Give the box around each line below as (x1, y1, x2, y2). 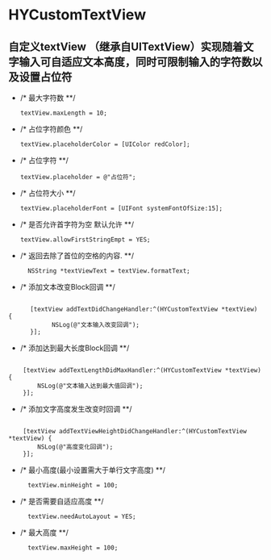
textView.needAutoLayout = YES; (27, 512, 136, 520)
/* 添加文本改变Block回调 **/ (19, 282, 115, 291)
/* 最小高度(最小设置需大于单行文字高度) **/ (19, 466, 166, 474)
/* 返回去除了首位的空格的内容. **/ (19, 251, 135, 260)
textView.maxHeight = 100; (27, 544, 119, 552)
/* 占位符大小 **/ (19, 188, 76, 198)
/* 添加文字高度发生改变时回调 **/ (19, 404, 132, 413)
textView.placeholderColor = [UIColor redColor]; (19, 140, 191, 148)
